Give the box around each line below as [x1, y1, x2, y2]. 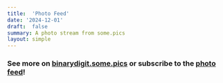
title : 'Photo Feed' [7, 10, 70, 17]
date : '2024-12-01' [7, 17, 64, 24]
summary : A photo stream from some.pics [7, 29, 126, 37]
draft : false [7, 23, 48, 30]
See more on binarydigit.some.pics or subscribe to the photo [7, 59, 216, 68]
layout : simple [7, 36, 51, 43]
